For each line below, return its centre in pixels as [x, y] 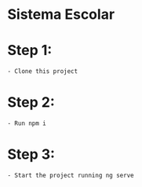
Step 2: [31, 103]
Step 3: [31, 154]
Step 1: [30, 51]
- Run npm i [27, 123]
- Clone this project [43, 71]
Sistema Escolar [61, 15]
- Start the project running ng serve [71, 175]
